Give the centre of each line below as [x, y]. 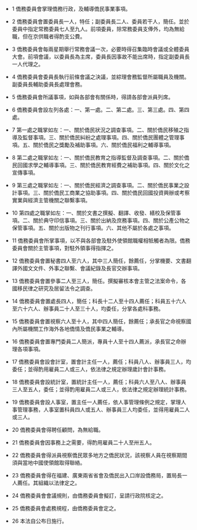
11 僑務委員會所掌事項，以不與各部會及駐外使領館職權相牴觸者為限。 [96, 240]
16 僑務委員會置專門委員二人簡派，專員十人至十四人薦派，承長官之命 [96, 342]
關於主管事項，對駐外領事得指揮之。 [72, 248]
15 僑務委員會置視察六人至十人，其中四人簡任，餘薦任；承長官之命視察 [99, 321]
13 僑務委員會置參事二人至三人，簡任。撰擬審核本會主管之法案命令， [96, 281]
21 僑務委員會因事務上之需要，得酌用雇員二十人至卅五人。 [83, 442]
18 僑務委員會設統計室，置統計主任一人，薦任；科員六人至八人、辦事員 [99, 382]
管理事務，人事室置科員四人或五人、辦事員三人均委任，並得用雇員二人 [103, 409]
